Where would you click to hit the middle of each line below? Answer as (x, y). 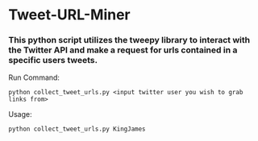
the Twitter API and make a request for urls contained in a (123, 50)
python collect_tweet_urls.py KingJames (77, 129)
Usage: (20, 114)
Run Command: (34, 77)
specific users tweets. (53, 60)
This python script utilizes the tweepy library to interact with (129, 40)
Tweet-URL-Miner (69, 15)
